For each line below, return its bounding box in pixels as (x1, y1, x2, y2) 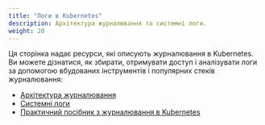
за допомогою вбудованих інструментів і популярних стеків (8, 66, 216, 76)
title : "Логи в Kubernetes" (8, 11, 103, 20)
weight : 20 (8, 27, 45, 35)
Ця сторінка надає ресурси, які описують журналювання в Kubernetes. (8, 49, 254, 59)
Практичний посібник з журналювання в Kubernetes (19, 107, 201, 117)
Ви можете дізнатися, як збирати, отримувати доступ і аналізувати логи (8, 57, 258, 67)
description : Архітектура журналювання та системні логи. (8, 19, 207, 27)
